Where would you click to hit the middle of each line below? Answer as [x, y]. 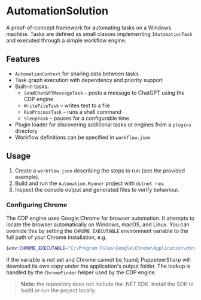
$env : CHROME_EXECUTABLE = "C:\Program [52, 248]
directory [26, 131]
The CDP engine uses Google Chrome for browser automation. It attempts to [100, 218]
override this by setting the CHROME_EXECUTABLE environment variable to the [97, 231]
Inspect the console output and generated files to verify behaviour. [97, 189]
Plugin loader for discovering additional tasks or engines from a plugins [103, 125]
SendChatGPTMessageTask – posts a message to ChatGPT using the [104, 93]
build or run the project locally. [59, 290]
